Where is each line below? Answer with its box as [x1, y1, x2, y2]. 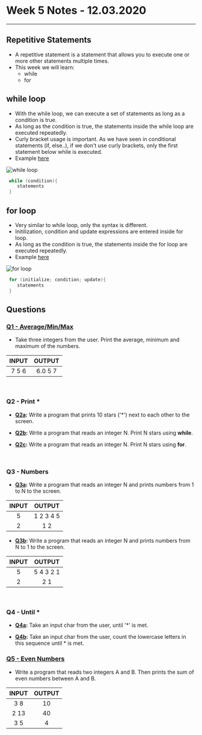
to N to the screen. [14, 487, 61, 495]
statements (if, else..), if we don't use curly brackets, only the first [14, 142, 179, 149]
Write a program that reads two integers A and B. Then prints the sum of [14, 668, 194, 676]
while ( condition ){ [8, 178, 58, 184]
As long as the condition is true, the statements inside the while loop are [14, 123, 194, 130]
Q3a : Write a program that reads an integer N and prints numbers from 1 [14, 481, 194, 488]
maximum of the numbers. [14, 343, 81, 350]
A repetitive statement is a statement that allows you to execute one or [14, 50, 190, 58]
